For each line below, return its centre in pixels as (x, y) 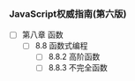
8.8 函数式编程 (61, 46)
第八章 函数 (42, 35)
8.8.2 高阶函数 (74, 57)
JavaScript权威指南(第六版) (68, 13)
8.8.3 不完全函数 (78, 68)
